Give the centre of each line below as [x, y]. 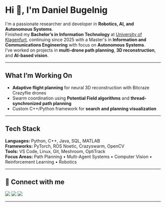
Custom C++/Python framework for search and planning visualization [84, 108]
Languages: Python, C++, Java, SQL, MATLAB [53, 141]
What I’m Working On [39, 76]
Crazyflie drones [29, 93]
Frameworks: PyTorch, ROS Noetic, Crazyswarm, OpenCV [65, 146]
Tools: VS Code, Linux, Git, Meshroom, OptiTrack [55, 151]
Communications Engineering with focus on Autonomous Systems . [75, 45]
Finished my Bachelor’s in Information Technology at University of [74, 34]
